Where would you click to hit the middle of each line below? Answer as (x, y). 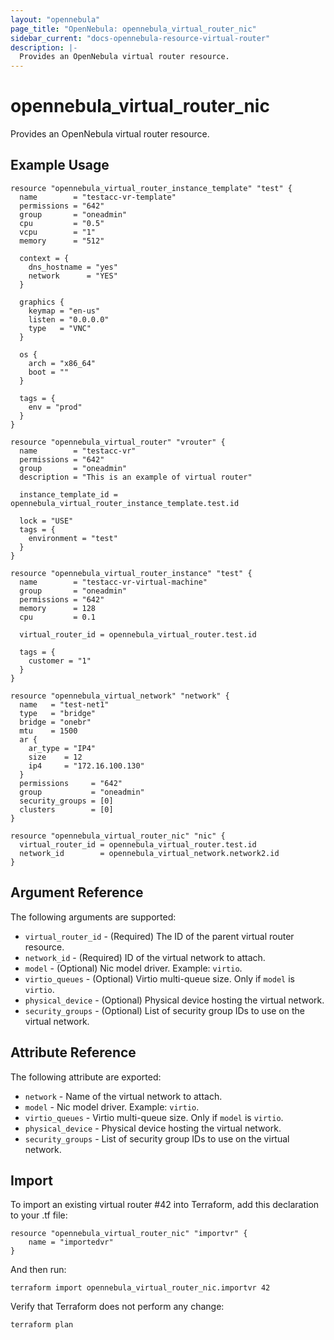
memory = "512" (62, 241)
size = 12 (55, 757)
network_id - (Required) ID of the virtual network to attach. (145, 957)
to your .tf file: (39, 1215)
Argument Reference (77, 892)
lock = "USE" (46, 521)
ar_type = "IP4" (62, 748)
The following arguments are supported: (93, 917)
